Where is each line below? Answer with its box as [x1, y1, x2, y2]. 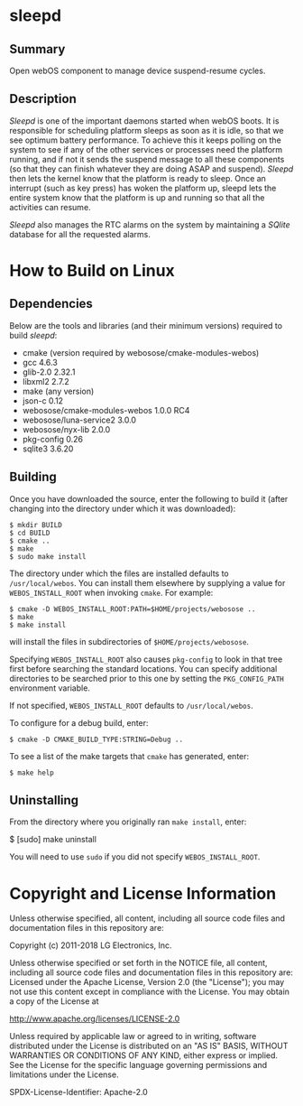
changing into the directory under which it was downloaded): [9, 503, 236, 514]
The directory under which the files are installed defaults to [9, 568, 230, 579]
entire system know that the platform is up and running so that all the [9, 191, 265, 203]
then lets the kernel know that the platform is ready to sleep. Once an [9, 172, 266, 183]
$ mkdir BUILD [9, 520, 63, 529]
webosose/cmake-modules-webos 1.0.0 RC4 [22, 404, 190, 415]
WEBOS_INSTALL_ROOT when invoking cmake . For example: [9, 587, 214, 598]
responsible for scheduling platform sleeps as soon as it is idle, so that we [9, 125, 284, 135]
